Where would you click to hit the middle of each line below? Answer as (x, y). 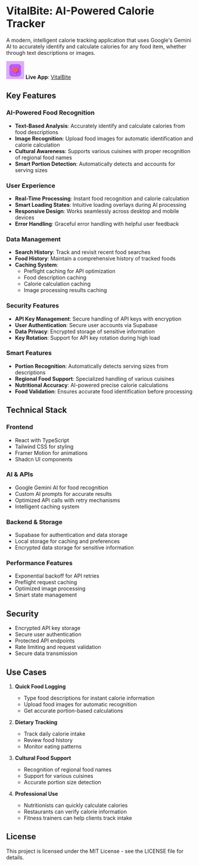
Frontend (20, 427)
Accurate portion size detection (62, 783)
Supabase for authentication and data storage (71, 535)
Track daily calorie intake (55, 734)
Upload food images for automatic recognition (80, 704)
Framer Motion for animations (51, 453)
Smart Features (29, 353)
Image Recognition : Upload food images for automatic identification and (104, 138)
